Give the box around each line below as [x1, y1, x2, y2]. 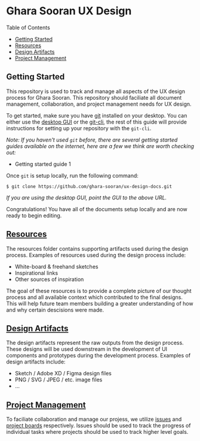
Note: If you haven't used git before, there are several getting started [6, 136, 178, 143]
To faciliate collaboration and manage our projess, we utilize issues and [6, 416, 182, 423]
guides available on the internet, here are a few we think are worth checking [6, 142, 195, 150]
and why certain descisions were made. [6, 306, 104, 313]
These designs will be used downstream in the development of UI [6, 346, 168, 353]
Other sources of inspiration [14, 276, 84, 283]
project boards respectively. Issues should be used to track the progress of [6, 422, 191, 429]
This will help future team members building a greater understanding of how [6, 300, 193, 307]
